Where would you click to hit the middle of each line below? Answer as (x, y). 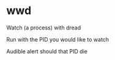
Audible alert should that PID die (47, 51)
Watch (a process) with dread (44, 28)
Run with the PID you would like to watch (57, 39)
